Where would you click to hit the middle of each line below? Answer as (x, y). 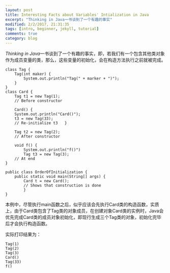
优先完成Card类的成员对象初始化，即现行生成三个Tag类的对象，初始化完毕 (83, 217)
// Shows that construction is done (62, 185)
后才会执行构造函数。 (27, 223)
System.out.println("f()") (52, 150)
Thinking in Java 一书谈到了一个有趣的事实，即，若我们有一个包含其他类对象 (85, 53)
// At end (25, 158)
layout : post (19, 10)
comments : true (21, 34)
